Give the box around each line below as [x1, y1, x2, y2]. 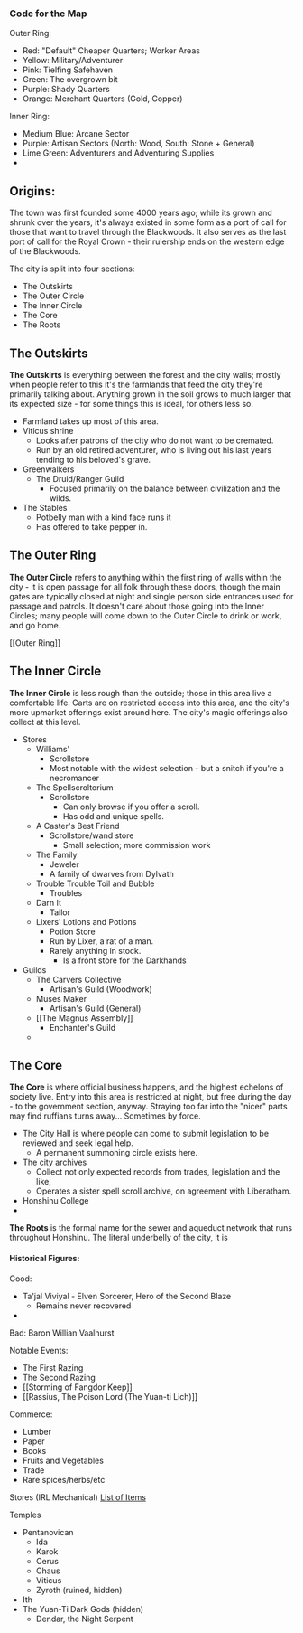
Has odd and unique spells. [62, 810, 165, 821]
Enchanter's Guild [49, 1022, 115, 1033]
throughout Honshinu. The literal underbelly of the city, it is [9, 1232, 228, 1243]
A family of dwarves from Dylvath [49, 868, 174, 879]
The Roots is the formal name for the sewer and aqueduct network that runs [9, 1222, 293, 1233]
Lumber [22, 1426, 52, 1437]
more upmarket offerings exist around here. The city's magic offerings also [9, 706, 289, 717]
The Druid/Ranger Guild [35, 473, 124, 484]
